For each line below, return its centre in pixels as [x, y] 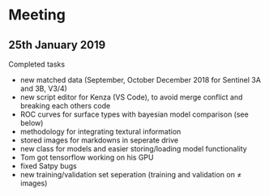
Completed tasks [37, 64]
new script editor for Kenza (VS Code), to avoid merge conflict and [131, 97]
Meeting [37, 15]
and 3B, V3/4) [43, 88]
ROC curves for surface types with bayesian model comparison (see [134, 114]
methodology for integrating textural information [100, 132]
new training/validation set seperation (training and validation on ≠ [131, 175]
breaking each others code [65, 106]
